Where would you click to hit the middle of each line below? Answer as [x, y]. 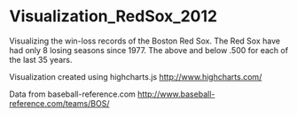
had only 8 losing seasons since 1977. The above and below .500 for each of [149, 50]
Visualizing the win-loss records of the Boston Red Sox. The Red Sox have [145, 41]
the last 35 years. [41, 59]
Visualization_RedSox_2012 [113, 16]
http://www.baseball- [176, 94]
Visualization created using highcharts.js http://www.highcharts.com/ [136, 76]
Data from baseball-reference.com [72, 94]
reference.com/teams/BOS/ [59, 103]
